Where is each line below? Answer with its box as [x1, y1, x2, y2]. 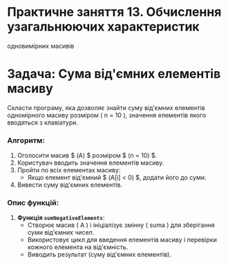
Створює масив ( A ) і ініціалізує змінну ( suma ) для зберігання [27, 221, 216, 229]
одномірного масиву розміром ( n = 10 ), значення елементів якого [7, 111, 207, 119]
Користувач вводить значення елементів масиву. [17, 158, 164, 167]
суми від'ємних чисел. [27, 228, 95, 237]
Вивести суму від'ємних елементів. [17, 181, 123, 189]
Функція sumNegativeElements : [17, 214, 105, 222]
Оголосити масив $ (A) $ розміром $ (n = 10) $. [17, 152, 158, 160]
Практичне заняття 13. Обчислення [7, 4, 222, 20]
